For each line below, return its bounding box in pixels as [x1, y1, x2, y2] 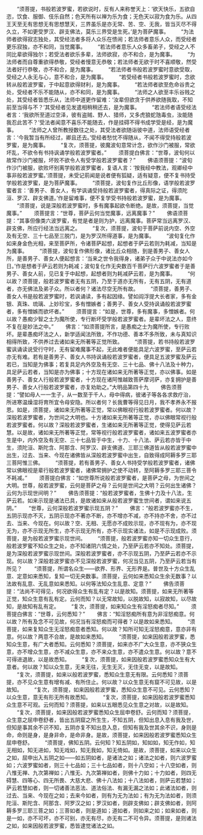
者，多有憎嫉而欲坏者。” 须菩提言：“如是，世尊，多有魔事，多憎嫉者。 [6, 308, 190, 315]
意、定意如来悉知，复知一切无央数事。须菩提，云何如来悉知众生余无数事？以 [6, 572, 197, 580]
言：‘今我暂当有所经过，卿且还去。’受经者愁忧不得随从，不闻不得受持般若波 [6, 134, 192, 141]
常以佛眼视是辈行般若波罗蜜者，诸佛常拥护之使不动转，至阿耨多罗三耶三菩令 [6, 467, 197, 474]
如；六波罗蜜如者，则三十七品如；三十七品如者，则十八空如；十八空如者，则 [6, 762, 197, 768]
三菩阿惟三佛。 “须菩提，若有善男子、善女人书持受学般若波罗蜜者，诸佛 [6, 459, 196, 466]
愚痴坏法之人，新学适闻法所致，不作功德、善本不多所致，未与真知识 [27, 330, 197, 338]
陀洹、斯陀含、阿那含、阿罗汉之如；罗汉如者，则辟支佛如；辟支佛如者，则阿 [6, 799, 197, 807]
